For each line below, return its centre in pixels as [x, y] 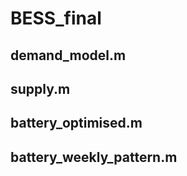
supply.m [40, 88]
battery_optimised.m [76, 123]
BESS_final [56, 18]
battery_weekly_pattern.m [94, 157]
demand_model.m [68, 55]
